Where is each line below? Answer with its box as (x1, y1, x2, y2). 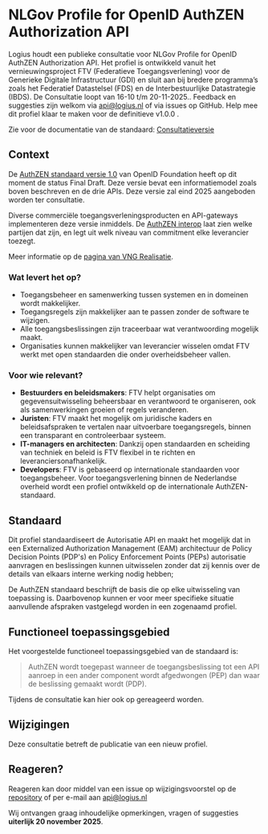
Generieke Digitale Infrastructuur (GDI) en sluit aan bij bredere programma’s (8, 75, 258, 84)
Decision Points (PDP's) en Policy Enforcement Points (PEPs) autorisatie (8, 552, 246, 562)
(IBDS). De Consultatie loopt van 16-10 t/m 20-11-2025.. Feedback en (8, 92, 237, 101)
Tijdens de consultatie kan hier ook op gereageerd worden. (8, 694, 205, 704)
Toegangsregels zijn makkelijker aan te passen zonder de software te (19, 307, 250, 317)
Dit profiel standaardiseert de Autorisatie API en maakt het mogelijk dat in (8, 535, 251, 545)
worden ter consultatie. (8, 194, 85, 204)
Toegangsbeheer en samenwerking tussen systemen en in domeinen (19, 290, 249, 300)
